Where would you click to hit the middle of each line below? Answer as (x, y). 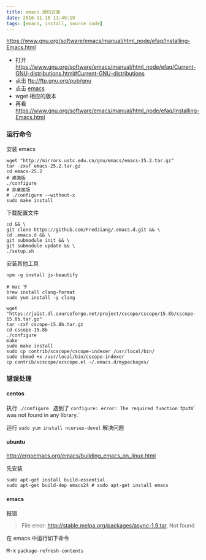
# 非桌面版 (18, 190)
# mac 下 (17, 287)
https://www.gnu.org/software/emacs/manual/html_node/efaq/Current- (105, 67)
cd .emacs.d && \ (29, 235)
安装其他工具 (22, 263)
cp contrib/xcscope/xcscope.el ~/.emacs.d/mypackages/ (78, 362)
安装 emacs (21, 149)
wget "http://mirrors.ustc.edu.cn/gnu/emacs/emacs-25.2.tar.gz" (90, 160)
